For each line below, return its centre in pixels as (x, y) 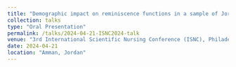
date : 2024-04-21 (33, 46)
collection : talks (34, 20)
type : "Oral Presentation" (47, 27)
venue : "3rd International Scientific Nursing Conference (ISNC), (106, 40)
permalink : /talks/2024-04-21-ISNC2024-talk (73, 33)
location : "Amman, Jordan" (47, 53)
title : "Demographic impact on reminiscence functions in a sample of (113, 14)
